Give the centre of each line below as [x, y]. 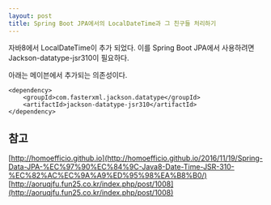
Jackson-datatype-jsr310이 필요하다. [69, 58]
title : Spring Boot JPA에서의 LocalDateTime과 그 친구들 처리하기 [112, 23]
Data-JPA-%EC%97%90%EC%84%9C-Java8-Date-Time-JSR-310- [121, 167]
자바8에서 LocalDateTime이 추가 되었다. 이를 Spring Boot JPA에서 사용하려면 [131, 47]
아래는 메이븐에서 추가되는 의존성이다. [68, 75]
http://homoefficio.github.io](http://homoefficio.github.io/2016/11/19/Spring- [137, 158]
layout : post [30, 16]
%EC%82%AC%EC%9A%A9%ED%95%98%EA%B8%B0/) [108, 176]
